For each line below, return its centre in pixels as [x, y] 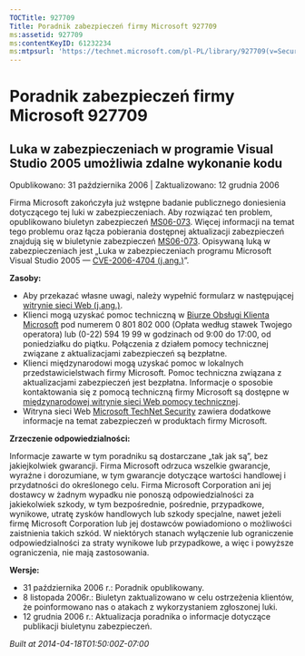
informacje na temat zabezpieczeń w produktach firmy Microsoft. [145, 421]
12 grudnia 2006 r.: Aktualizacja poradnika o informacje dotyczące [147, 617]
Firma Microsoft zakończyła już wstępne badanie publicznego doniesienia [148, 203]
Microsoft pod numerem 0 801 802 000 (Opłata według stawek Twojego [157, 325]
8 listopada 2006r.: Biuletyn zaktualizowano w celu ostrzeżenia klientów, [158, 597]
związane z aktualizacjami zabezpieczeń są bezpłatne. [125, 354]
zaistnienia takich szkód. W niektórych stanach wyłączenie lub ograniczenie [152, 534]
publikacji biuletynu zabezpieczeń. [87, 626]
